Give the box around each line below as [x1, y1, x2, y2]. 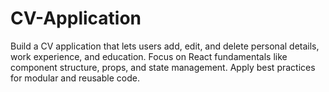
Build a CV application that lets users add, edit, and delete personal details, [10, 40, 320, 52]
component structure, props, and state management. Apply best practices [10, 61, 316, 73]
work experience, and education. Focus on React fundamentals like [10, 50, 288, 62]
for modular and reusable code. [10, 72, 140, 84]
